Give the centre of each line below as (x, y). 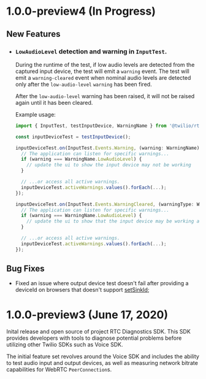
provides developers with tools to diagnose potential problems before (94, 338)
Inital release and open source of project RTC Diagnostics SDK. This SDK (99, 332)
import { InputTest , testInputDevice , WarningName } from (91, 126)
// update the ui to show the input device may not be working (109, 165)
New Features (33, 34)
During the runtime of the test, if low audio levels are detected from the (105, 64)
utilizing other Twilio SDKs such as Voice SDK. (65, 345)
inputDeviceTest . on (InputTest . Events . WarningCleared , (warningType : (105, 204)
